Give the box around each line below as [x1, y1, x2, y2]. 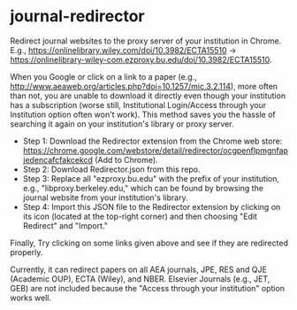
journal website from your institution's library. [22, 192, 188, 203]
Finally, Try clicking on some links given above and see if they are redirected [10, 237, 288, 248]
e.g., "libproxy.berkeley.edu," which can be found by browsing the [22, 182, 264, 193]
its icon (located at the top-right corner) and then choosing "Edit [22, 211, 257, 221]
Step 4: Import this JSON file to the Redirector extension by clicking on [22, 201, 281, 212]
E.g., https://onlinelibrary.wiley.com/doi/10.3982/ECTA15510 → [10, 44, 237, 55]
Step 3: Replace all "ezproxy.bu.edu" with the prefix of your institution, [22, 173, 280, 183]
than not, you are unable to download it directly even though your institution [10, 90, 286, 101]
